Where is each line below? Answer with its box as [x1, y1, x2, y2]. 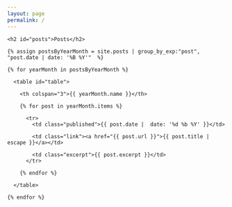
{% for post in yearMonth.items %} [19, 102, 123, 110]
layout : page [7, 10, 45, 17]
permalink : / [7, 17, 45, 24]
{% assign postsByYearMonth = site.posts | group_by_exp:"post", [7, 48, 200, 55]
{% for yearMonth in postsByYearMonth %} [7, 66, 129, 73]
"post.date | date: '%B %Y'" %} [7, 53, 104, 61]
